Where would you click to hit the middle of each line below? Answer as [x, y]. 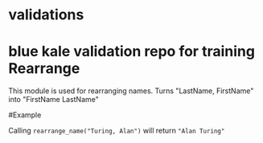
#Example [25, 115]
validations [46, 15]
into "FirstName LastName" [53, 100]
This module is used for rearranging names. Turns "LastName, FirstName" [131, 91]
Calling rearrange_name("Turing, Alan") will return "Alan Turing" [117, 131]
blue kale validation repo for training [132, 52]
